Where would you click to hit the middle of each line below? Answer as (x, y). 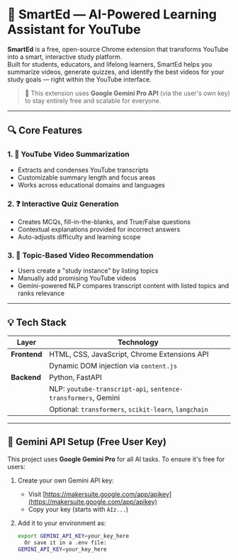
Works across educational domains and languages (91, 185)
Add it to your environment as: (62, 523)
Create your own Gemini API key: (66, 480)
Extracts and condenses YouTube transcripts (83, 170)
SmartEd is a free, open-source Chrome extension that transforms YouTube (118, 49)
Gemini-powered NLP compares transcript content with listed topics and (123, 286)
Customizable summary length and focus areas (86, 177)
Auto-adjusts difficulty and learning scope (79, 236)
